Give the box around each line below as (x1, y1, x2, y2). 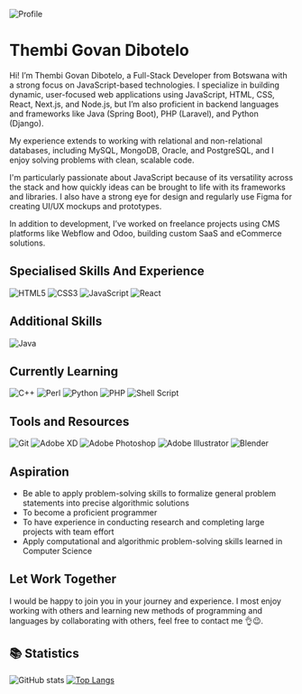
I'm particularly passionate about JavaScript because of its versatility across (9, 171, 294, 182)
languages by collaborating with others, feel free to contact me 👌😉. (9, 615, 264, 626)
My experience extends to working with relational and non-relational (9, 135, 263, 146)
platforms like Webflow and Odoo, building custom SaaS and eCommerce (9, 227, 282, 238)
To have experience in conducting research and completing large (22, 517, 265, 527)
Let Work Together (9, 571, 117, 587)
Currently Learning (9, 364, 119, 379)
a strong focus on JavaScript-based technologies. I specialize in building (9, 79, 279, 90)
